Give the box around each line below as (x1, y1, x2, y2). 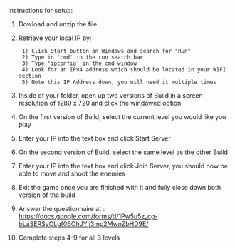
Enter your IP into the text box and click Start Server (18, 134, 171, 142)
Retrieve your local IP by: (18, 34, 92, 42)
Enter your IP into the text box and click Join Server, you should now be (18, 162, 229, 170)
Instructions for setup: (8, 6, 73, 14)
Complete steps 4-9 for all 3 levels (18, 233, 120, 242)
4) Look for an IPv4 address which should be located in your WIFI (21, 66, 226, 73)
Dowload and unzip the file (18, 20, 98, 28)
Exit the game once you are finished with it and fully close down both (18, 183, 221, 191)
